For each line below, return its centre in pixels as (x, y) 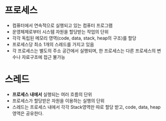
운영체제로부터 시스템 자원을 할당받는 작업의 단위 (60, 31)
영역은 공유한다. (28, 113)
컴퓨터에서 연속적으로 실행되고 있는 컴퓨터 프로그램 (62, 25)
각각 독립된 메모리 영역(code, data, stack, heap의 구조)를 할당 (74, 38)
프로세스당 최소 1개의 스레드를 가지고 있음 (53, 44)
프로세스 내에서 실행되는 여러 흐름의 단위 (52, 94)
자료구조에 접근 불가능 (43, 57)
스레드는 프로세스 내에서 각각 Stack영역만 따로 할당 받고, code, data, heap (86, 107)
